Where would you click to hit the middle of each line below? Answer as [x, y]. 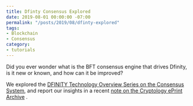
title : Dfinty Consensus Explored [49, 11]
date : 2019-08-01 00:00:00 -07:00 [49, 17]
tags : [13, 28]
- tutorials [21, 50]
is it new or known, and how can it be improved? [65, 73]
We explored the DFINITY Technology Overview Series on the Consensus [95, 84]
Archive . [17, 97]
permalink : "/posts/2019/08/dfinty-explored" [63, 22]
